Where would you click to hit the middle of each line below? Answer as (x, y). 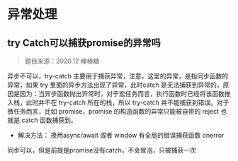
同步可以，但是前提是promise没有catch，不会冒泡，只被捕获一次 (102, 150)
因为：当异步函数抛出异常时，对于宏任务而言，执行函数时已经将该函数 (122, 94)
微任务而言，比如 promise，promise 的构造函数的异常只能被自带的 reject (113, 111)
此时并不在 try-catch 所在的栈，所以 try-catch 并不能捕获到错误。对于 (127, 102)
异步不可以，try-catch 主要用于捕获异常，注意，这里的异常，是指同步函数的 (118, 76)
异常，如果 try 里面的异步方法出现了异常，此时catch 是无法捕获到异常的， (115, 85)
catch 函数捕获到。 (49, 120)
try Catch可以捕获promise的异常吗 (84, 43)
